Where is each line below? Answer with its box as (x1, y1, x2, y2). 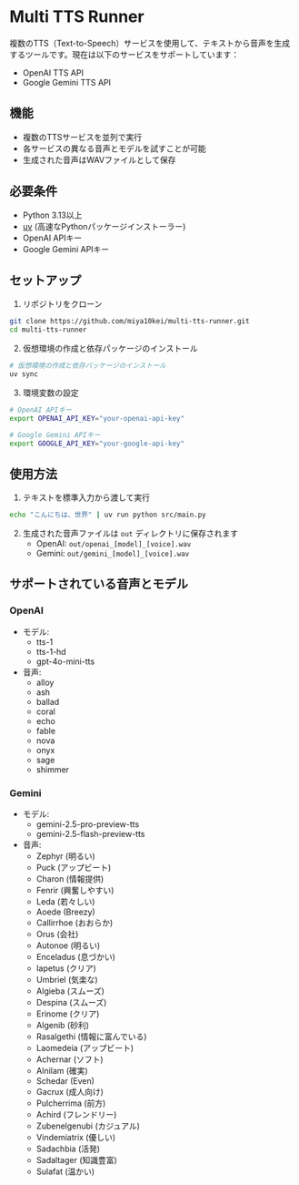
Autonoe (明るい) (35, 940, 101, 951)
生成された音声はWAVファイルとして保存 (22, 154, 176, 165)
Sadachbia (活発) (35, 1143, 101, 1154)
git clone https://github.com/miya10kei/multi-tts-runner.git (9, 317, 250, 326)
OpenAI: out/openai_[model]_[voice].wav (35, 538, 192, 549)
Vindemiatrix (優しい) (35, 1132, 116, 1143)
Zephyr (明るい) (35, 851, 95, 862)
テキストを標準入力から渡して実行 (22, 492, 150, 503)
